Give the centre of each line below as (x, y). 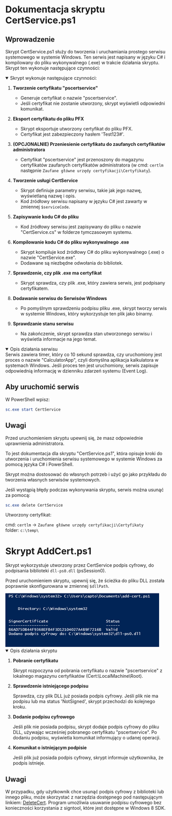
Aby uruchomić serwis (42, 387)
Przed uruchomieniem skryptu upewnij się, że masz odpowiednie (74, 438)
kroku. (20, 707)
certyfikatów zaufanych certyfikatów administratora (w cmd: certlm (92, 165)
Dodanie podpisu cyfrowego (44, 717)
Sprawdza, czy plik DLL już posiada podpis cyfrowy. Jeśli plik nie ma (85, 696)
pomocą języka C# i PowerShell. (40, 464)
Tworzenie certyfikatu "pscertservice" (55, 88)
